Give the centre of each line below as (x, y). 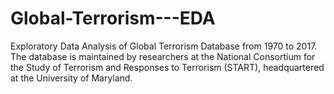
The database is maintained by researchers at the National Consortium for (163, 56)
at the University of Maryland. (71, 78)
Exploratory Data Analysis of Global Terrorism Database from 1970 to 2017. (164, 46)
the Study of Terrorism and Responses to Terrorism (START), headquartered (167, 67)
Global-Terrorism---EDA (113, 18)
